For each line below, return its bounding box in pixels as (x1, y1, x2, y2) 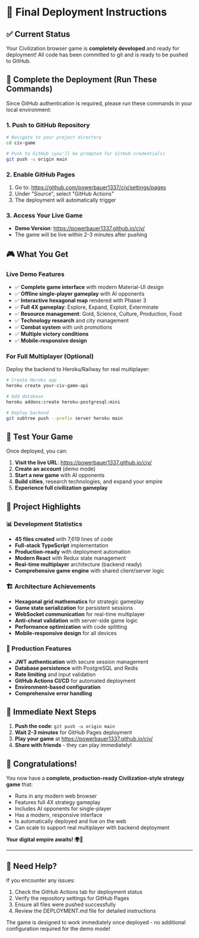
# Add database (6, 393, 44, 399)
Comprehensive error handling (14, 689, 92, 697)
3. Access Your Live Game (6, 211, 83, 219)
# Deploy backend (6, 410, 49, 416)
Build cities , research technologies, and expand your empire (14, 478, 163, 485)
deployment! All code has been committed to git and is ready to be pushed (6, 51, 188, 58)
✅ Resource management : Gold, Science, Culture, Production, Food (14, 310, 182, 317)
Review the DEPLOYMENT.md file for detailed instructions (14, 907, 156, 914)
